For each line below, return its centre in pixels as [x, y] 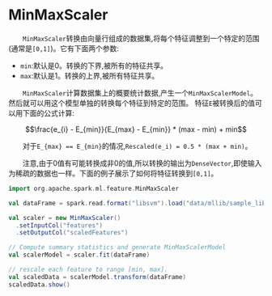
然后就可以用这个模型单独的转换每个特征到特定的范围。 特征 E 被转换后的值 [132, 103]
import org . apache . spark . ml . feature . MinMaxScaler [94, 188]
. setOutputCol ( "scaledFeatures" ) [72, 233]
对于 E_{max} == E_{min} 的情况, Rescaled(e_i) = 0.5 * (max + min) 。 [138, 146]
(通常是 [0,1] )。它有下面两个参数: [64, 48]
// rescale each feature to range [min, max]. [88, 270]
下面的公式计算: [49, 113]
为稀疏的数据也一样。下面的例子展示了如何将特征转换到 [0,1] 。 [113, 173]
